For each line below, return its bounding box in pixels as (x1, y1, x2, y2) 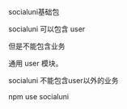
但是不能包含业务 (8, 41, 66, 51)
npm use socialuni (8, 92, 70, 101)
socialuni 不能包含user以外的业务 (8, 76, 119, 85)
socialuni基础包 (8, 7, 60, 16)
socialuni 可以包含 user (8, 24, 86, 34)
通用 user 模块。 (8, 59, 63, 68)
